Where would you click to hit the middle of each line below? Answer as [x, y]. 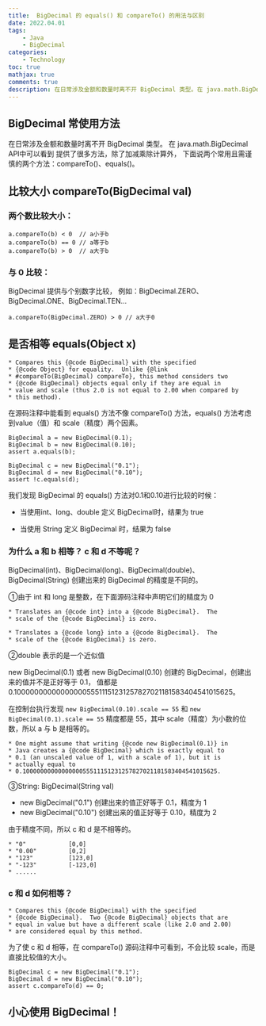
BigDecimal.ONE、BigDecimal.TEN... [68, 301]
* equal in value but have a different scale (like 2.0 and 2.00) [120, 925]
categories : [28, 52]
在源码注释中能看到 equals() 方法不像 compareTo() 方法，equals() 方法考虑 [130, 412]
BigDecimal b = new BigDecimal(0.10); [72, 445]
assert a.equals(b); [42, 452]
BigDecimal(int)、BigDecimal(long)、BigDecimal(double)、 [104, 570]
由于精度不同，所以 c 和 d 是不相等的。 [72, 829]
